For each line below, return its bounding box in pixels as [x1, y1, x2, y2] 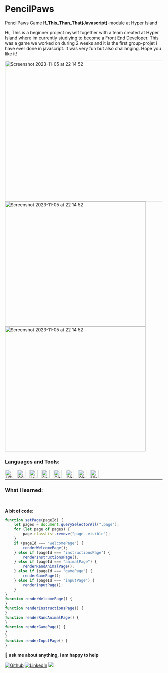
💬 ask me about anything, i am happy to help [5, 652, 99, 658]
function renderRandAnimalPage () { [5, 615, 79, 620]
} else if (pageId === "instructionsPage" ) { [14, 550, 111, 555]
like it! [5, 51, 17, 57]
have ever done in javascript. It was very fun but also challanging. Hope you [5, 45, 161, 51]
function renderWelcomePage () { [5, 596, 72, 602]
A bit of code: [5, 508, 34, 514]
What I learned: [5, 487, 43, 494]
